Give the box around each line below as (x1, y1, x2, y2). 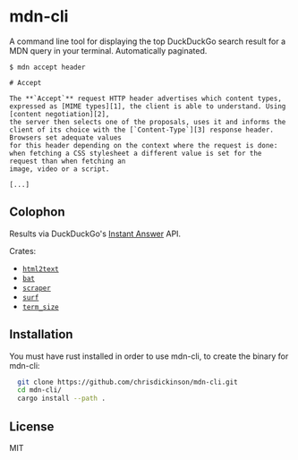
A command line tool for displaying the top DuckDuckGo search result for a (9, 36, 286, 47)
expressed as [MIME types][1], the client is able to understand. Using (9, 101, 286, 111)
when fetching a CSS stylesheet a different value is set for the (9, 149, 262, 158)
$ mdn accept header (9, 63, 87, 72)
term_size (21, 302, 60, 311)
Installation (9, 327, 73, 342)
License (9, 419, 55, 434)
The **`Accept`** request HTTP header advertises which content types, (9, 94, 282, 103)
